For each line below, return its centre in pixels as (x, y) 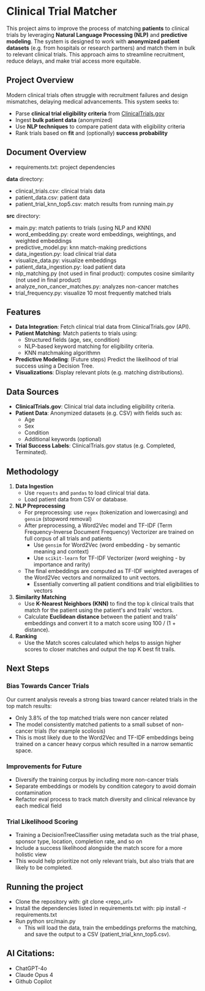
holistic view (31, 855)
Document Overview (47, 152)
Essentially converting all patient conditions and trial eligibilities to (116, 584)
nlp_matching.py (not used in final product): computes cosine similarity (105, 273)
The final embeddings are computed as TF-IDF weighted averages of (111, 571)
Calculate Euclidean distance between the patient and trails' (101, 617)
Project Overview (40, 80)
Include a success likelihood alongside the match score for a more (99, 848)
